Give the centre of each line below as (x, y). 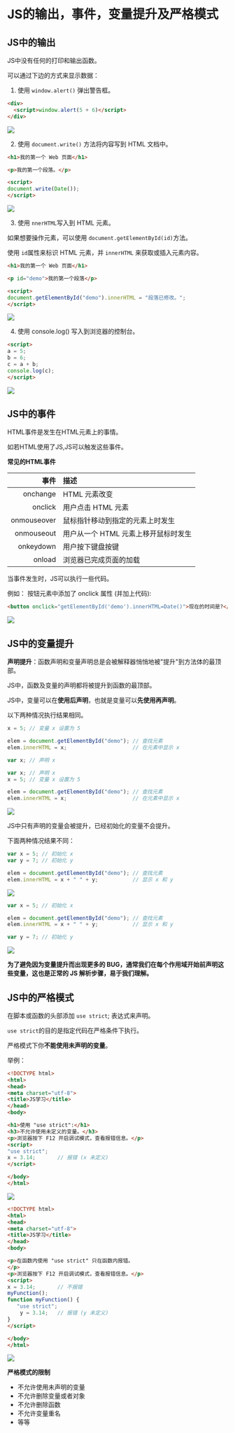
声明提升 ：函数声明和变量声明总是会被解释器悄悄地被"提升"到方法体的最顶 (114, 662)
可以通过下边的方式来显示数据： (53, 75)
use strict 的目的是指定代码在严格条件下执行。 (75, 1030)
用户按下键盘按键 (91, 547)
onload (45, 559)
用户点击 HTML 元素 (96, 508)
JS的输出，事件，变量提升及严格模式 (113, 14)
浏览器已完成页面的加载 (101, 560)
